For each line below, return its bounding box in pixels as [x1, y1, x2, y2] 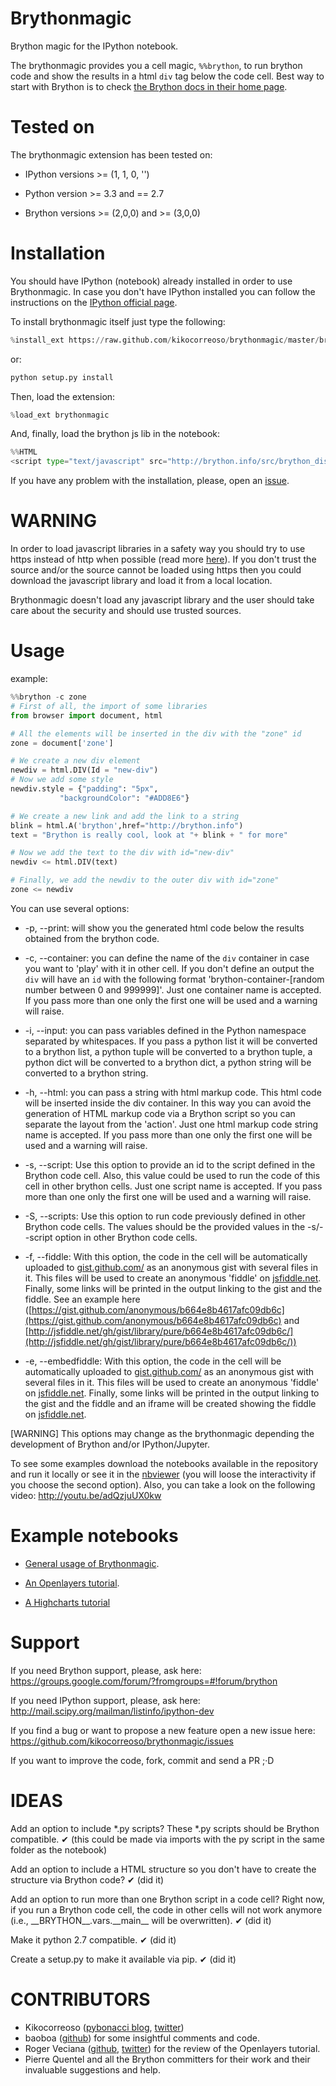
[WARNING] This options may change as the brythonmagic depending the [10, 1427, 315, 1439]
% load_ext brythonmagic [10, 410, 110, 420]
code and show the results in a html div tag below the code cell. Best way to [10, 70, 325, 82]
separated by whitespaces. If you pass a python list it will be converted [24, 1035, 318, 1047]
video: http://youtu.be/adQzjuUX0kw [10, 1489, 162, 1501]
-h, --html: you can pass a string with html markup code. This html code [24, 1086, 322, 1098]
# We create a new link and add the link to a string [10, 811, 240, 821]
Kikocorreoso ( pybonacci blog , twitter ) [24, 2021, 185, 2033]
